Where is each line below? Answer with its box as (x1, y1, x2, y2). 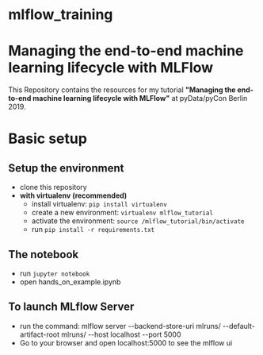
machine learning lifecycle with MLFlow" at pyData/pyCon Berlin (32, 94, 248, 103)
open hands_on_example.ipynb (19, 276, 121, 287)
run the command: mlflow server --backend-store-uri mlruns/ (19, 321, 221, 330)
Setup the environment (8, 161, 124, 175)
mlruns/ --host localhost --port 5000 (61, 330, 181, 339)
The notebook (8, 248, 79, 261)
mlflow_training (8, 6, 113, 24)
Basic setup (8, 129, 87, 148)
